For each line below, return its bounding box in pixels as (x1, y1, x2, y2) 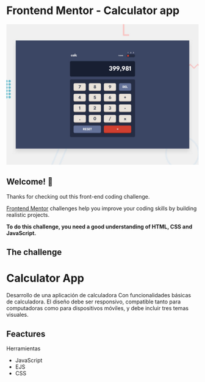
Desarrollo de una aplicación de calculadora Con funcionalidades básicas (6, 292, 191, 299)
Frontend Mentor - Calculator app (6, 4, 180, 18)
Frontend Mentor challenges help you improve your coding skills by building (6, 205, 197, 212)
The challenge (6, 247, 62, 258)
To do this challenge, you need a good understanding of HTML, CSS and (6, 223, 193, 230)
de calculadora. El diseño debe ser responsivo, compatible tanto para (6, 298, 181, 305)
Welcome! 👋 (6, 177, 53, 187)
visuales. (6, 311, 29, 319)
